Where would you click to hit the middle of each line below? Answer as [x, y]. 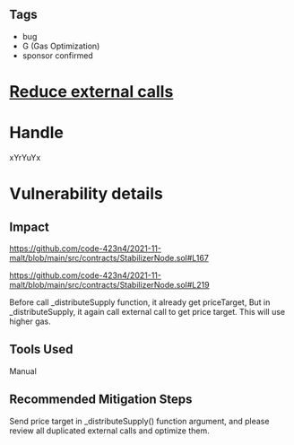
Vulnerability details [86, 194]
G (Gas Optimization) [61, 46]
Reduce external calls [91, 92]
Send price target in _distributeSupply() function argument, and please [139, 421]
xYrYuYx [25, 157]
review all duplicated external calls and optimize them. [109, 431]
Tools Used [41, 349]
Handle [37, 133]
